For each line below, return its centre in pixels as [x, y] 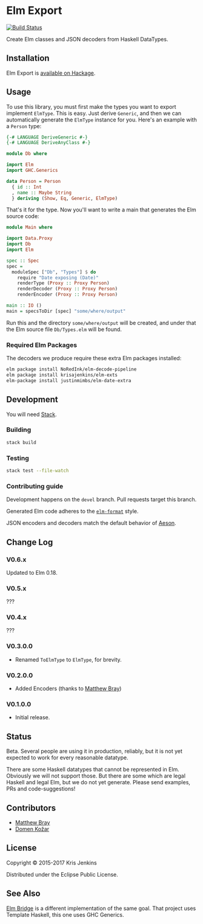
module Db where [27, 154]
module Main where [29, 228]
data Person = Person [34, 181]
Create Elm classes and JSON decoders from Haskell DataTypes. [87, 39]
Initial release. [32, 717]
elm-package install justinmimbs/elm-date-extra [69, 380]
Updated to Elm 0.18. [32, 572]
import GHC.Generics [32, 171]
